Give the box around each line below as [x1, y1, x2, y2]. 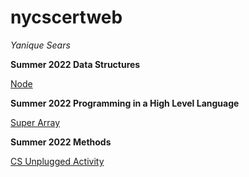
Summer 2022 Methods [10, 136, 112, 148]
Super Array [10, 116, 61, 128]
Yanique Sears [10, 39, 71, 51]
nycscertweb [10, 6, 123, 29]
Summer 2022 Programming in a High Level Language [10, 97, 240, 109]
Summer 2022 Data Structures [10, 58, 141, 70]
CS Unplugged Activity [10, 155, 105, 167]
